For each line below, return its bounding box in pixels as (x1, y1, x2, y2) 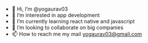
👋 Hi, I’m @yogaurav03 (11, 6, 68, 12)
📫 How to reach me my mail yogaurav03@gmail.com (11, 31, 142, 37)
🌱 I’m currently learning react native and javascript (11, 18, 135, 24)
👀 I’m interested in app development (11, 12, 100, 19)
